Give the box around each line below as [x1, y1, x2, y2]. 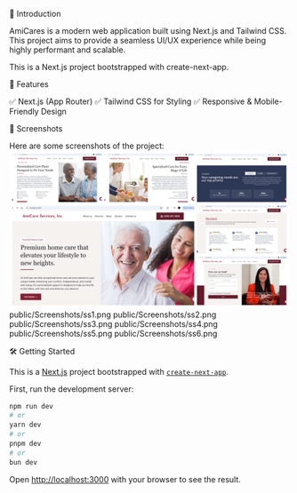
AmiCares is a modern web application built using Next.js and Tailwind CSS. [9, 26, 287, 36]
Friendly [9, 107, 39, 116]
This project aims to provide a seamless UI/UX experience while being [9, 36, 267, 45]
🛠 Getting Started [9, 346, 76, 356]
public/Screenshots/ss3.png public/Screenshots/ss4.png [9, 318, 218, 329]
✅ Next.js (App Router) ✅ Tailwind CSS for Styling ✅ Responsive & [9, 96, 253, 107]
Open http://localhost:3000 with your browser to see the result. [9, 473, 242, 484]
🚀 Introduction [9, 9, 61, 19]
